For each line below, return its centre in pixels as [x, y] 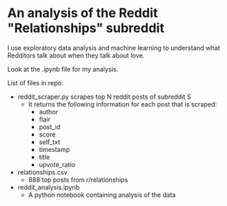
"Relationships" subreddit [86, 28]
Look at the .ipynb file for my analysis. [63, 69]
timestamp [54, 149]
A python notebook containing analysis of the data [102, 195]
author [49, 112]
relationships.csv [43, 172]
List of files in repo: [35, 82]
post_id [50, 126]
